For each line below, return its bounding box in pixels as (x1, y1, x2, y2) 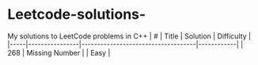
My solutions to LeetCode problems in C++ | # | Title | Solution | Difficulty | (7, 31, 252, 41)
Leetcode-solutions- (7, 5, 146, 23)
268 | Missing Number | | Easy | (7, 48, 111, 57)
